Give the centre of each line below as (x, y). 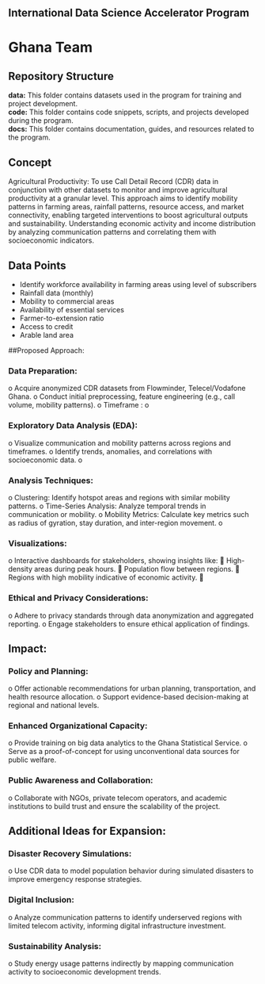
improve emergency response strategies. (75, 879)
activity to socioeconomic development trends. (85, 972)
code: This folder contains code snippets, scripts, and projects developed (129, 112)
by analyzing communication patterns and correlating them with (112, 232)
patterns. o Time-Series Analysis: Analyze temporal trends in (107, 506)
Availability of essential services (72, 310)
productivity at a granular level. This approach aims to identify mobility (123, 198)
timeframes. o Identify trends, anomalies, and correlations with (110, 451)
